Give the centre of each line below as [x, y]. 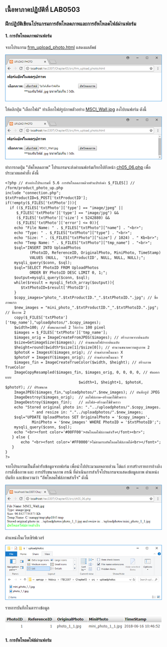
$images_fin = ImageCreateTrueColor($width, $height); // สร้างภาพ [83, 362]
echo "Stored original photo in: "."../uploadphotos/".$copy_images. [88, 407]
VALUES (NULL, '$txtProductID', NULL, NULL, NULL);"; [87, 258]
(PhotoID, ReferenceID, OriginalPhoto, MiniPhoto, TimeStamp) [95, 253]
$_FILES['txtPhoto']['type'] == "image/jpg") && [68, 213]
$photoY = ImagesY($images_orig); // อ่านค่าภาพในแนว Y [69, 357]
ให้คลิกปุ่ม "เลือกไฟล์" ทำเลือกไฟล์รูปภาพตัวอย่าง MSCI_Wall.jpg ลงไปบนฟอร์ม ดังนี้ [76, 109]
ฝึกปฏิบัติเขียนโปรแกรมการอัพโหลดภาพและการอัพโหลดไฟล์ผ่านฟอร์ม [71, 24]
